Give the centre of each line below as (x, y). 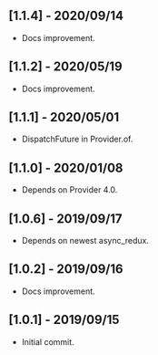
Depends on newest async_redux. (85, 241)
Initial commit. (48, 341)
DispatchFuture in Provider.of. (77, 139)
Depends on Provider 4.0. (69, 190)
